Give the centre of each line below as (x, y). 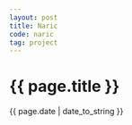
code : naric (31, 34)
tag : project (34, 42)
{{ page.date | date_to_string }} (66, 112)
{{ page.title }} (65, 87)
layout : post (34, 17)
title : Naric (34, 26)
